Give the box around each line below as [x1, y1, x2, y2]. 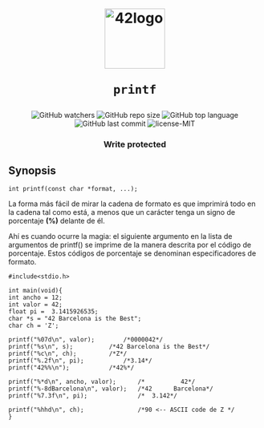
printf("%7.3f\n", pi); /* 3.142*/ [8, 391, 178, 400]
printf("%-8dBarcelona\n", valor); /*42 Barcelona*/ [8, 385, 214, 393]
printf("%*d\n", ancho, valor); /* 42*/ [8, 378, 196, 386]
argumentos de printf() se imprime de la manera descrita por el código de [8, 240, 251, 249]
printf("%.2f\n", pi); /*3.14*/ [8, 357, 152, 365]
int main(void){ [8, 286, 63, 294]
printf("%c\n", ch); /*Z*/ [8, 349, 128, 357]
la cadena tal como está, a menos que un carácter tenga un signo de [8, 207, 235, 216]
